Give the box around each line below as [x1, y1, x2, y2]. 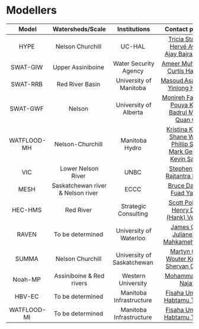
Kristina [166, 125, 188, 133]
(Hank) [166, 213, 186, 221]
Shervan [165, 262, 190, 270]
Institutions [117, 25, 150, 33]
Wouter [165, 254, 187, 263]
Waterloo [120, 234, 146, 242]
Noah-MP [12, 275, 41, 283]
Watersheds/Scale [52, 25, 107, 33]
